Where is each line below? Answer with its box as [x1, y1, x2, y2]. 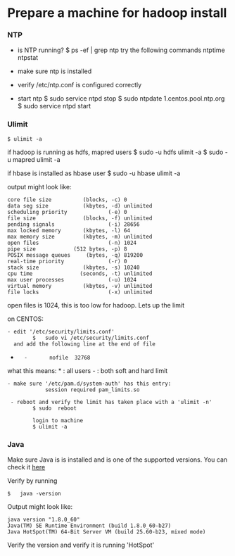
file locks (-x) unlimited [7, 289, 153, 296]
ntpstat [17, 53, 39, 62]
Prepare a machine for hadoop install [7, 5, 227, 21]
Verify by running [7, 476, 58, 485]
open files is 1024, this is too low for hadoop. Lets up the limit [7, 301, 185, 309]
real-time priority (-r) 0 [7, 258, 128, 265]
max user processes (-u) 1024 [7, 276, 137, 283]
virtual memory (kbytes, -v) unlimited [7, 282, 153, 289]
